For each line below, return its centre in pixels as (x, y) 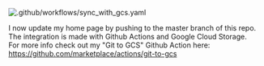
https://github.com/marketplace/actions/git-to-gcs (93, 54)
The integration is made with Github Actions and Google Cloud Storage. (128, 37)
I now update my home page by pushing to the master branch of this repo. (132, 28)
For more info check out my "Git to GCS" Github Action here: (109, 45)
